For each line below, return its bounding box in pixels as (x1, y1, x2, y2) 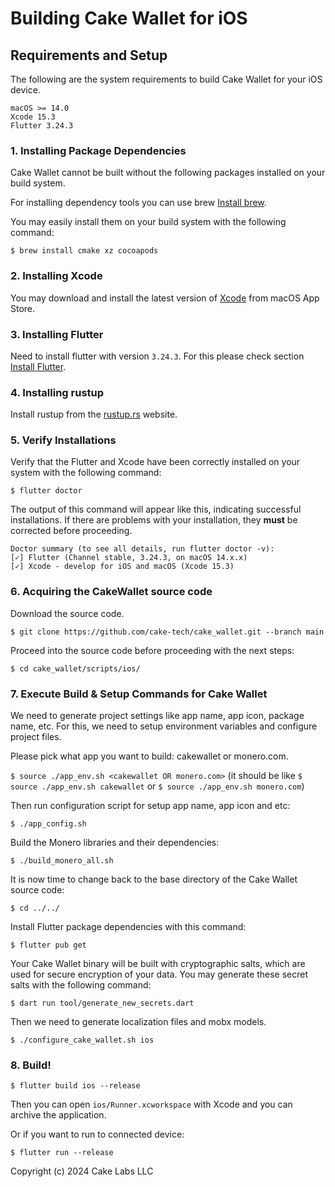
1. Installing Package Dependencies (10, 143, 187, 157)
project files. (10, 731, 62, 743)
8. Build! (10, 1058, 52, 1072)
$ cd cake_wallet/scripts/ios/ (10, 663, 141, 674)
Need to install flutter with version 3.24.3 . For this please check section (10, 350, 305, 362)
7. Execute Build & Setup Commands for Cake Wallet (10, 687, 268, 701)
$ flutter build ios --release (10, 1081, 141, 1091)
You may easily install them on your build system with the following (10, 216, 287, 228)
